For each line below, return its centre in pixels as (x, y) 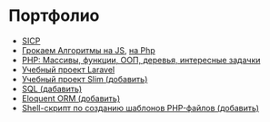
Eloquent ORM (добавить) (71, 98)
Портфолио (54, 16)
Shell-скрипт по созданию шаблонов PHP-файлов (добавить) (140, 108)
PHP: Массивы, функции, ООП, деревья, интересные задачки (141, 60)
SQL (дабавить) (52, 89)
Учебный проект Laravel (68, 70)
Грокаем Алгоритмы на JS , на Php (88, 50)
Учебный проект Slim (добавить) (85, 79)
